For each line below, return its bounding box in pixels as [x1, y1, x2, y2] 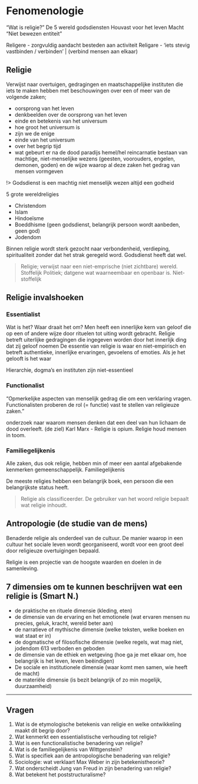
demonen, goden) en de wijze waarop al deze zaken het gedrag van [14, 161, 180, 168]
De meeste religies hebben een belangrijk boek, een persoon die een [6, 478, 174, 485]
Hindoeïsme [14, 214, 44, 221]
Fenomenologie [6, 4, 84, 18]
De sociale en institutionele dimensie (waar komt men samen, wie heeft [14, 663, 188, 670]
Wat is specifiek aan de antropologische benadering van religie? [14, 752, 171, 759]
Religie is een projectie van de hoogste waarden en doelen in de [6, 558, 162, 565]
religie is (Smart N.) [6, 591, 79, 602]
